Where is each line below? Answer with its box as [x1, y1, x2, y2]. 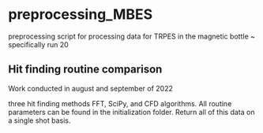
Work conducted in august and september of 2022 [8, 83, 174, 93]
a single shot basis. [8, 116, 71, 125]
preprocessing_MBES [8, 6, 153, 24]
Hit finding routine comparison [8, 63, 163, 76]
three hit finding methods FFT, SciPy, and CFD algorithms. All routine [8, 98, 232, 108]
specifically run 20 [8, 39, 69, 49]
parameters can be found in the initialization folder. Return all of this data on [8, 107, 255, 116]
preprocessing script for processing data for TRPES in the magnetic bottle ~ [8, 31, 255, 41]
